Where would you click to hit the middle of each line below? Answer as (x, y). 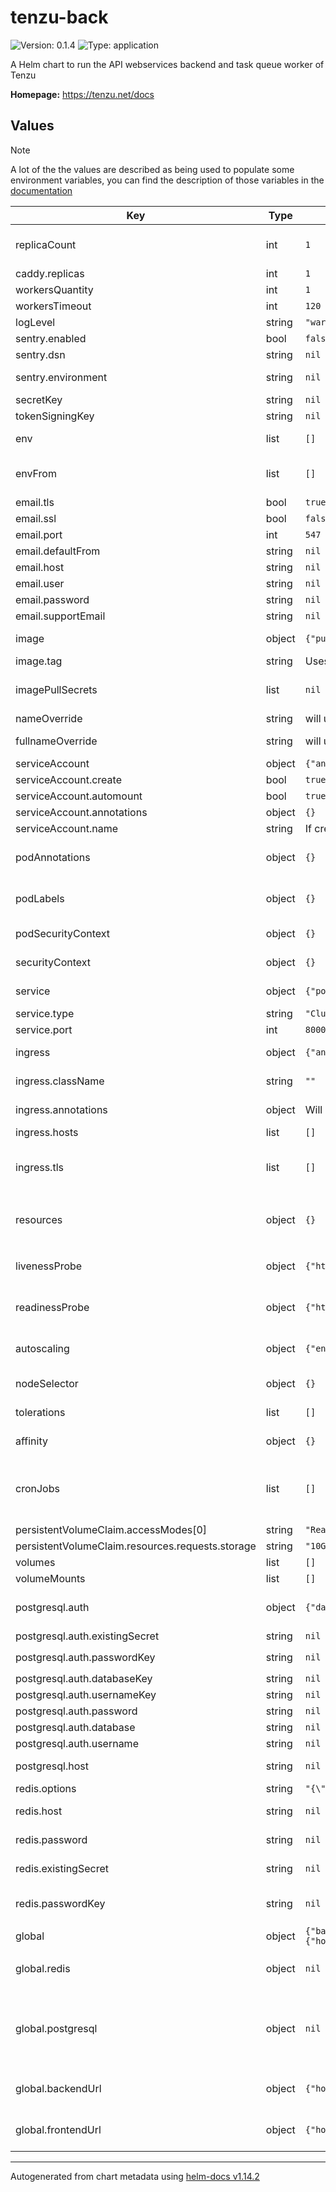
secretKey (39, 399)
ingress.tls (39, 1167)
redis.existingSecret (62, 1868)
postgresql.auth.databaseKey (84, 1678)
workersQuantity (54, 289)
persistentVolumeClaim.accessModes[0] (111, 1529)
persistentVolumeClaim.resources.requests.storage (136, 1546)
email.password (52, 599)
